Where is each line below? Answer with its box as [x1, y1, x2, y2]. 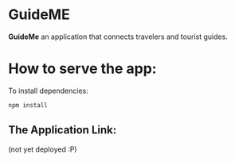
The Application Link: [8, 123, 117, 137]
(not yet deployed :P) [8, 145, 77, 154]
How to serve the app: [8, 60, 157, 78]
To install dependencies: [8, 86, 89, 95]
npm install [8, 101, 48, 109]
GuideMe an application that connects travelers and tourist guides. [8, 32, 229, 41]
